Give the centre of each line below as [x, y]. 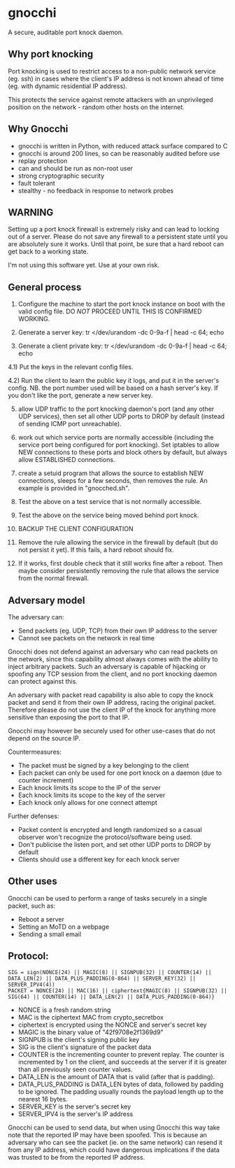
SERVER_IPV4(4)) [31, 985]
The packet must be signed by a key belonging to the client [104, 765]
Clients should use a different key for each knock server [99, 859]
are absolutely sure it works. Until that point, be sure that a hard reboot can [116, 244]
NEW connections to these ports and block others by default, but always [122, 452]
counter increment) [46, 780]
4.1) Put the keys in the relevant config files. [71, 367]
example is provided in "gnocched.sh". [74, 488]
